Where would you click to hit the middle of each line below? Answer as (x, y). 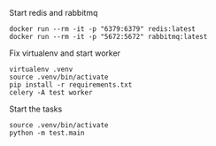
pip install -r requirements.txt (71, 85)
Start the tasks (36, 109)
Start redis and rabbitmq (54, 13)
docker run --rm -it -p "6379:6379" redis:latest (103, 29)
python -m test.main (47, 133)
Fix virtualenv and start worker (65, 53)
